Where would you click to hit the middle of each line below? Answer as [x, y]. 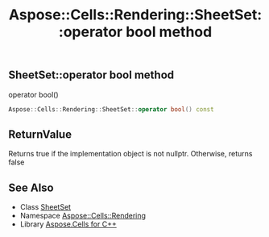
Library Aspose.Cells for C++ [68, 224]
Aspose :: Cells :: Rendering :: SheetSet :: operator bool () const [112, 109]
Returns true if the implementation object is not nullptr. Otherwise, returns [130, 154]
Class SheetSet [45, 207]
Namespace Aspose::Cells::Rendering [83, 216]
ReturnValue [40, 134]
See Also [31, 187]
